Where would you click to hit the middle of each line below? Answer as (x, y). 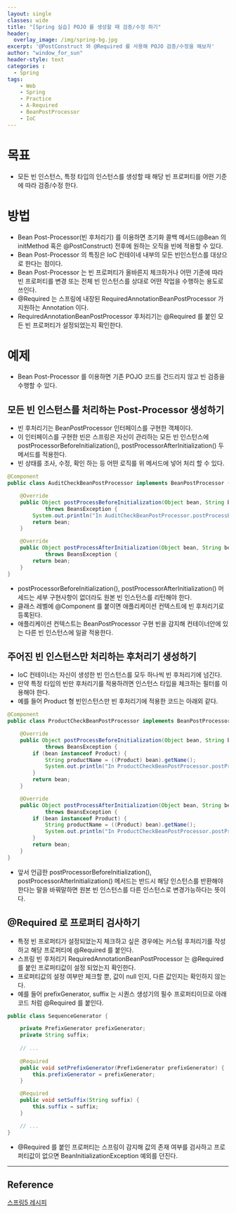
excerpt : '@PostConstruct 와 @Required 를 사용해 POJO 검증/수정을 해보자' (111, 46)
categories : (26, 66)
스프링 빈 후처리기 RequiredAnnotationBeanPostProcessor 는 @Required (120, 958)
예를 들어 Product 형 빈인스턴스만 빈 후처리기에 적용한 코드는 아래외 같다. (118, 701)
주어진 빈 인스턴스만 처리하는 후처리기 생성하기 (102, 656)
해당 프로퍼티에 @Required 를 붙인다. (82, 950)
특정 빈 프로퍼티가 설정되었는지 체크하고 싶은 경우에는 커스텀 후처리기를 (115, 941)
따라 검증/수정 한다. (52, 185)
